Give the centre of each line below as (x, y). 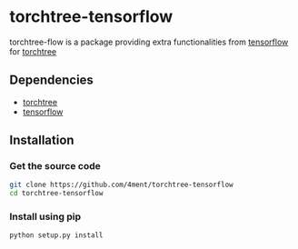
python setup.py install (56, 235)
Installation (42, 140)
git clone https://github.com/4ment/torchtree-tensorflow (121, 185)
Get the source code (55, 166)
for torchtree (33, 51)
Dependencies (51, 80)
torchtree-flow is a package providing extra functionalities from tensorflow (149, 42)
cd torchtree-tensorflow (56, 194)
